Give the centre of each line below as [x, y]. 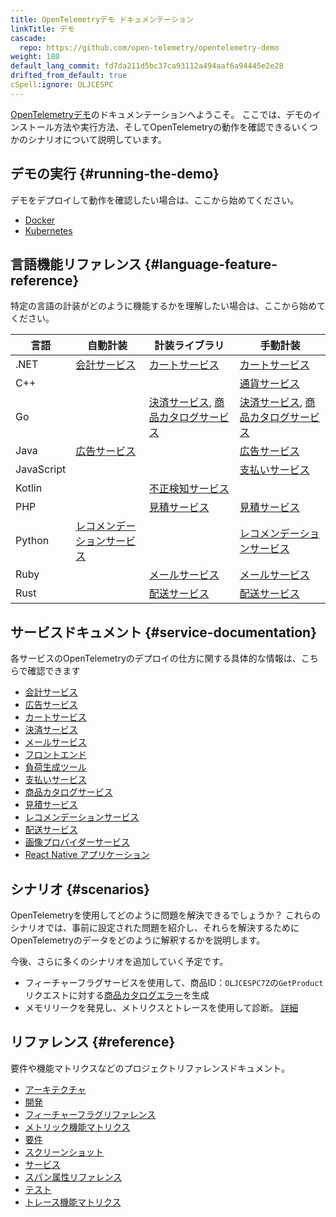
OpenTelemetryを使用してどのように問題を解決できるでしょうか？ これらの [166, 915]
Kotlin [29, 488]
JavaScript [41, 469]
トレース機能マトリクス [73, 1202]
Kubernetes [48, 230]
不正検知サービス [189, 489]
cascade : [28, 38]
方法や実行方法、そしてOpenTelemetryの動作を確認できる [172, 127]
